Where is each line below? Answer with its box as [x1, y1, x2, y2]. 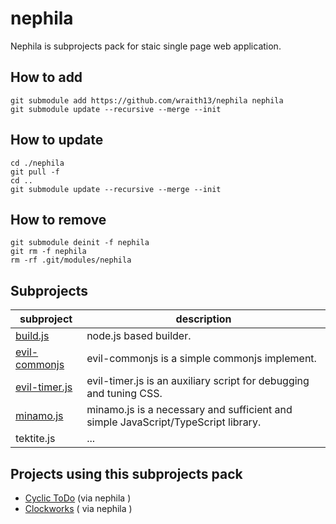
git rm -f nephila [10, 247, 87, 257]
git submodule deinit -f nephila [10, 238, 150, 248]
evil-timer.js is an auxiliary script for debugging [86, 374, 310, 388]
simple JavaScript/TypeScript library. [86, 415, 262, 429]
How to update [10, 132, 104, 149]
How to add [10, 69, 83, 86]
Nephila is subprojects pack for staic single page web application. [10, 40, 282, 52]
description [175, 312, 232, 326]
